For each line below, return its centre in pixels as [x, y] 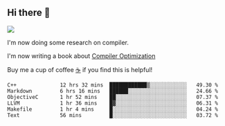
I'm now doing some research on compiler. [68, 42]
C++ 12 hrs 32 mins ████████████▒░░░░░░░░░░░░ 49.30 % [112, 85]
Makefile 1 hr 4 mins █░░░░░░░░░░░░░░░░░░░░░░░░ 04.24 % [112, 109]
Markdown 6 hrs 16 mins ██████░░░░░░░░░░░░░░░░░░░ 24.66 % [112, 91]
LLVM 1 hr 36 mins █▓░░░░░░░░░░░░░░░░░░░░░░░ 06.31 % [112, 103]
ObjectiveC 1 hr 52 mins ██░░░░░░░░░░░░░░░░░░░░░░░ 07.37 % [112, 97]
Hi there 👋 [29, 13]
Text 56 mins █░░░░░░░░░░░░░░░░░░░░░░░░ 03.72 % [112, 115]
